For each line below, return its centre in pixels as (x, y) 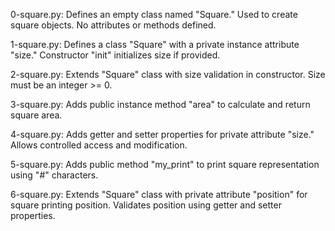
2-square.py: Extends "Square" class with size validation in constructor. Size (168, 74)
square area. (36, 115)
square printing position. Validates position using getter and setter (146, 205)
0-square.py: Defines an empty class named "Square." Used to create (154, 14)
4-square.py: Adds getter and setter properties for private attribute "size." (162, 134)
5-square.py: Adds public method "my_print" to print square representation (165, 164)
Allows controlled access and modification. (99, 145)
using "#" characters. (54, 175)
